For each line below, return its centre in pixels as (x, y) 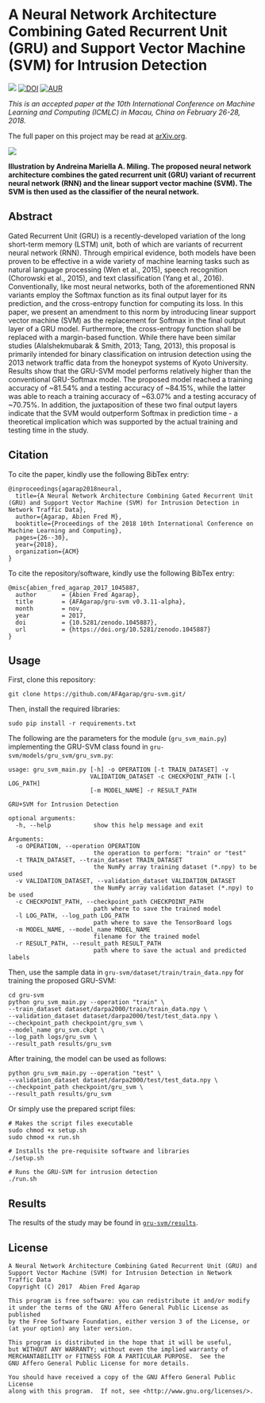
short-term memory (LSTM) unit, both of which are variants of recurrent (126, 244)
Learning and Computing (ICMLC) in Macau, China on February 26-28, (124, 112)
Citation (29, 455)
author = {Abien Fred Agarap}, (78, 595)
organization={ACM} (48, 551)
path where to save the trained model (157, 909)
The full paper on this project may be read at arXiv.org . (98, 136)
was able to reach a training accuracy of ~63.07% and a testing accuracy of (132, 396)
